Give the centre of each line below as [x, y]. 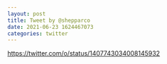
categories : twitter [38, 33]
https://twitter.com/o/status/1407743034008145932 [84, 53]
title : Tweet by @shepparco [49, 20]
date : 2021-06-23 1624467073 [50, 27]
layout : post [27, 14]
